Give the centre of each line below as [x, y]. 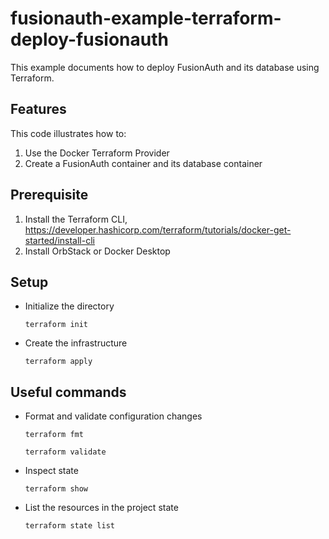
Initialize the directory [69, 306]
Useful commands [68, 392]
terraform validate [65, 452]
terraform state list [69, 526]
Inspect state [51, 471]
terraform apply [58, 362]
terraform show [56, 489]
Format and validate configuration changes [113, 416]
